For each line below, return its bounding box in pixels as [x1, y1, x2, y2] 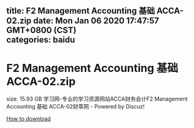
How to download [6, 115, 51, 123]
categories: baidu [6, 35, 75, 45]
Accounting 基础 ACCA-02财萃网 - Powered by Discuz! [6, 103, 145, 110]
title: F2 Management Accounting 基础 [6, 5, 155, 16]
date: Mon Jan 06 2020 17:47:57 [33, 16, 159, 26]
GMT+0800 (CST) [6, 25, 76, 35]
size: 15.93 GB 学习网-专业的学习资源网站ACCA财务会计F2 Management [6, 95, 188, 102]
